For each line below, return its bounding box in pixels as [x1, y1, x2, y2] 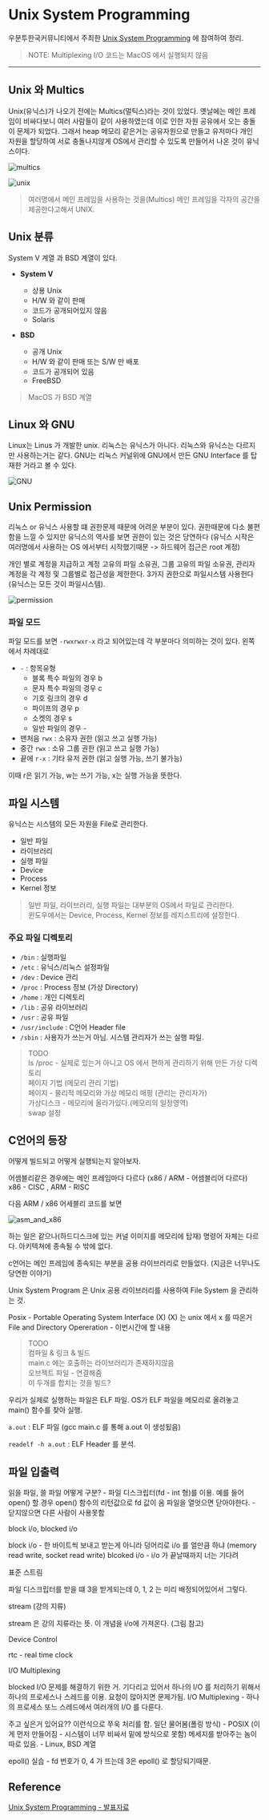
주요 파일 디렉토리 [8, 932, 74, 943]
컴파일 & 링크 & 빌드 [27, 1348, 90, 1358]
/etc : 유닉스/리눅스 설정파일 [19, 962, 110, 971]
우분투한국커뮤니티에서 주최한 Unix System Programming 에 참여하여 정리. [8, 33, 244, 42]
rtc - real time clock [8, 1650, 74, 1660]
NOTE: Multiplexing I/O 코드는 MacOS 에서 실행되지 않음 [27, 50, 209, 59]
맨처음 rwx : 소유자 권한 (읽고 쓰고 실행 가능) [19, 733, 158, 743]
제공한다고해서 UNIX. [27, 204, 95, 214]
